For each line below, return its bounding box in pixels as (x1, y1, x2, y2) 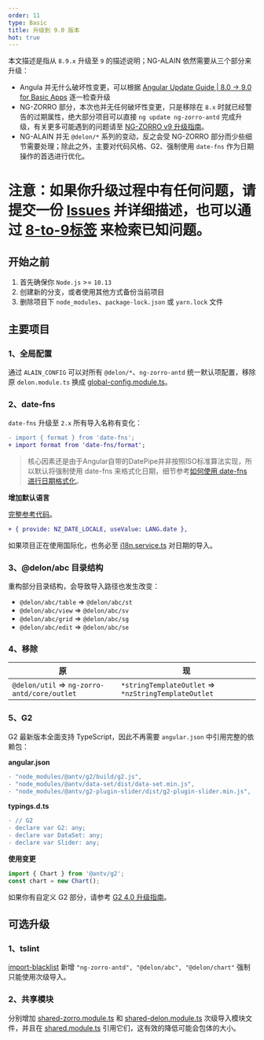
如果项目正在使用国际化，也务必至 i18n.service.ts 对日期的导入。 (8, 540, 218, 550)
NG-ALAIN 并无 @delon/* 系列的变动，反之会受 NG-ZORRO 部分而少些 (19, 131, 246, 142)
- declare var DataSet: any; (8, 831, 104, 839)
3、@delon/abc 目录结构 (8, 562, 104, 573)
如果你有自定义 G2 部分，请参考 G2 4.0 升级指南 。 (8, 892, 171, 901)
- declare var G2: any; (8, 824, 86, 832)
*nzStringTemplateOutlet (120, 690, 214, 698)
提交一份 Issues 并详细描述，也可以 (8, 202, 238, 220)
